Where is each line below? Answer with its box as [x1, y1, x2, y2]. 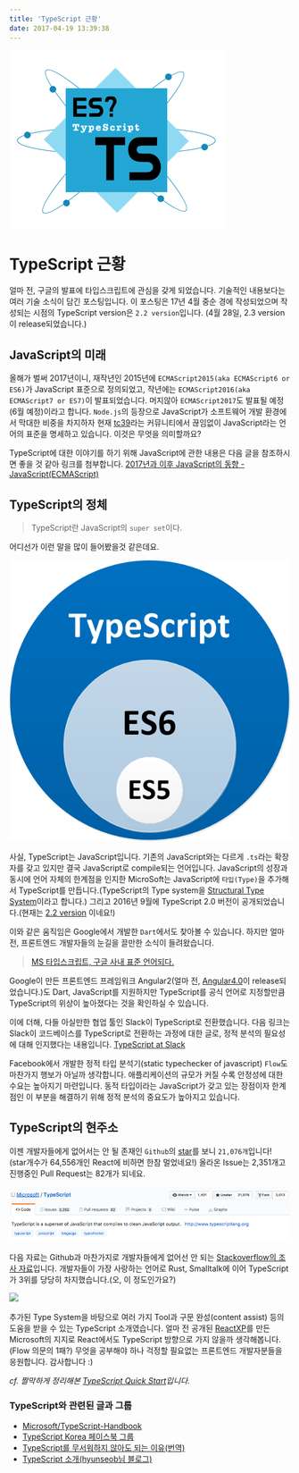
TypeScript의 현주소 [9, 1120, 119, 1135]
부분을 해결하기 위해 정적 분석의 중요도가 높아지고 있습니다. [35, 1091, 240, 1103]
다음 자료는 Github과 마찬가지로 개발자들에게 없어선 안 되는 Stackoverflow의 [9, 1251, 277, 1262]
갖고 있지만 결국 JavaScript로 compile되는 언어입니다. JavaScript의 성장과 [25, 863, 288, 873]
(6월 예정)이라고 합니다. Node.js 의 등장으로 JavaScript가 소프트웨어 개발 [9, 407, 263, 417]
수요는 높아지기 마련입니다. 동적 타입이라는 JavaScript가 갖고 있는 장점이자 [9, 1081, 270, 1091]
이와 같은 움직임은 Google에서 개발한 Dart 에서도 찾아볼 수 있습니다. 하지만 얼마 [9, 926, 285, 938]
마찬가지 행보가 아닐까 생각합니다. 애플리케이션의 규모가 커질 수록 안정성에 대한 [9, 1069, 284, 1081]
